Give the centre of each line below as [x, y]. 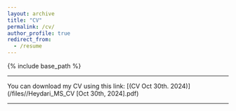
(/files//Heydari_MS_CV [41, 94]
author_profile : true [39, 33]
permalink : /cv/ [31, 27]
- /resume [28, 46]
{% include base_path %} [44, 66]
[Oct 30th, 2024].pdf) [107, 94]
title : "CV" [25, 20]
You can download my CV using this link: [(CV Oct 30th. [88, 86]
